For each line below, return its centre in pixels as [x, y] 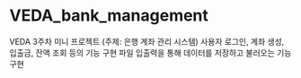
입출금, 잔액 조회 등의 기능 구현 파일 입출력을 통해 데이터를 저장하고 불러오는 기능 [150, 52]
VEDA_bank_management [109, 16]
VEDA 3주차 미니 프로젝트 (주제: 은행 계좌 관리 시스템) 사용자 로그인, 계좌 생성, [147, 41]
